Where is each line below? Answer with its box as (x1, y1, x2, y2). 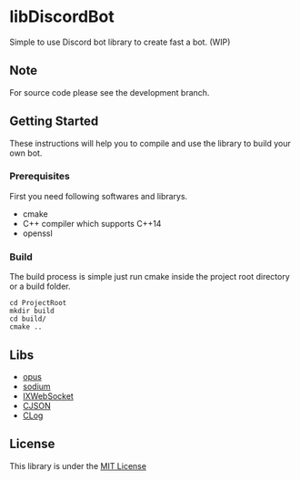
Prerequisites (9, 170, 70, 183)
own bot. (9, 148, 43, 158)
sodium (22, 381, 52, 392)
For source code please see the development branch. (9, 87, 210, 97)
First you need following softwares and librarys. (9, 190, 188, 201)
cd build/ (9, 314, 47, 324)
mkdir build (9, 307, 55, 316)
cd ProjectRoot (9, 299, 67, 308)
